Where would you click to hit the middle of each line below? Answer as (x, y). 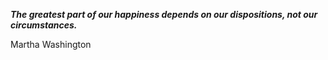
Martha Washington (51, 44)
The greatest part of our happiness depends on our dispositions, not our (164, 14)
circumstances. (44, 25)
